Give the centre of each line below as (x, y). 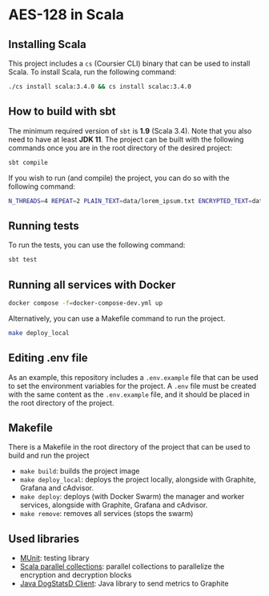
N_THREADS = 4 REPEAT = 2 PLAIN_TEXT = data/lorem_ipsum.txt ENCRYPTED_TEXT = (130, 201)
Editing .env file (48, 358)
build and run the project (49, 456)
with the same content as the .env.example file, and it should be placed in (129, 394)
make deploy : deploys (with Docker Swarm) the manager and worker (132, 497)
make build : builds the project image (80, 471)
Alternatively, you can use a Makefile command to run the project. (117, 318)
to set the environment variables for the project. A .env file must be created (132, 386)
